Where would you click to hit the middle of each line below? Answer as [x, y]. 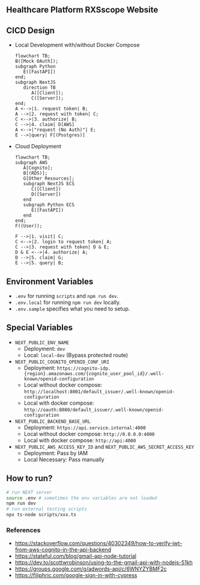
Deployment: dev [44, 349]
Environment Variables [50, 281]
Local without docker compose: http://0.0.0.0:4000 [89, 434]
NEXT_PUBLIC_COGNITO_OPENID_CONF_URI [62, 362]
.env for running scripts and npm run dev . [67, 296]
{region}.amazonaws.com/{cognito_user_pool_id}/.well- [94, 373]
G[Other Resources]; [49, 179]
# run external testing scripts [47, 509]
